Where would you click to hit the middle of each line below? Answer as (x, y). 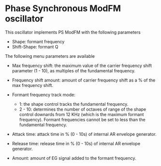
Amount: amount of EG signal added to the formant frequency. (74, 158)
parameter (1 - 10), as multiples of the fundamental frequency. (74, 70)
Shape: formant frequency (38, 41)
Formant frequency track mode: (44, 95)
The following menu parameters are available (50, 56)
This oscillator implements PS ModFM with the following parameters (73, 32)
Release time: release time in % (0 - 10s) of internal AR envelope (76, 143)
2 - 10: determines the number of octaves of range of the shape (83, 109)
